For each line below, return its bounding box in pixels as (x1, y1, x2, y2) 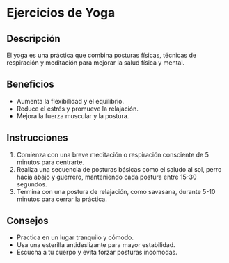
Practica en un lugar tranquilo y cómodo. (16, 233, 134, 241)
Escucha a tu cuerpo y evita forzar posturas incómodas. (16, 248, 178, 257)
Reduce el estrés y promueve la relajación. (16, 104, 139, 113)
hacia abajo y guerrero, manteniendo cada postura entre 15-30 (16, 173, 197, 181)
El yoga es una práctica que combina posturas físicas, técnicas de (6, 51, 196, 59)
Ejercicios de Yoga (6, 5, 116, 21)
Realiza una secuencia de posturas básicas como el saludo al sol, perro (16, 165, 222, 173)
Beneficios (6, 79, 54, 90)
